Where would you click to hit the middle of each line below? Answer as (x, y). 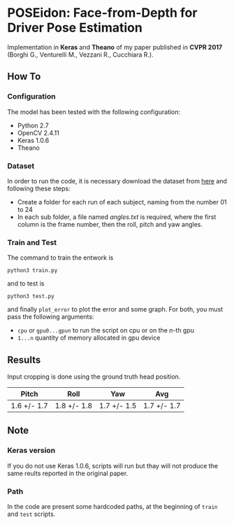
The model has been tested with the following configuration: (94, 112)
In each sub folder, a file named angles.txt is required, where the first (117, 217)
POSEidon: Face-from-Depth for (102, 13)
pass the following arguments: (51, 317)
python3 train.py (32, 271)
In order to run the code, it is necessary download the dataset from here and (117, 181)
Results (24, 359)
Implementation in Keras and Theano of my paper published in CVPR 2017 (115, 47)
